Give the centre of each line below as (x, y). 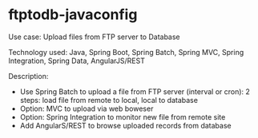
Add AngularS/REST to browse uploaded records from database (125, 125)
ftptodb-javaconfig (73, 15)
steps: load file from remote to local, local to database (109, 100)
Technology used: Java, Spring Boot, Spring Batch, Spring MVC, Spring (126, 52)
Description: (28, 76)
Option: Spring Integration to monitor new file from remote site (123, 116)
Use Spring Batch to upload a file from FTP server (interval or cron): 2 (135, 91)
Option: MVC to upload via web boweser (87, 108)
